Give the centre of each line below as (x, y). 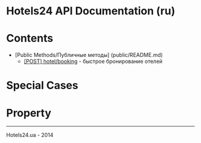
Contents (30, 39)
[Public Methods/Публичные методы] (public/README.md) (89, 55)
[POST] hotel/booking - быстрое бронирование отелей (93, 62)
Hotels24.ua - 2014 (30, 135)
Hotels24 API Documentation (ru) (91, 11)
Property (29, 113)
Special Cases (42, 86)
